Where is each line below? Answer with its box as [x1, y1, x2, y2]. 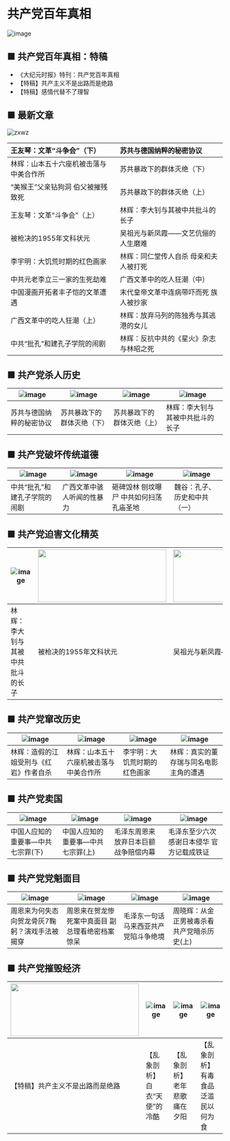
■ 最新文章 [7, 110, 54, 121]
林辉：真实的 [170, 747, 212, 757]
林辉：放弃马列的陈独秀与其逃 [119, 310, 216, 320]
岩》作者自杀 [10, 768, 53, 777]
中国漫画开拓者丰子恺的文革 [10, 287, 101, 297]
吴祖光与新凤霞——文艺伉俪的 [119, 228, 216, 238]
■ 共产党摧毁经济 [7, 962, 81, 974]
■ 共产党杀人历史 [7, 369, 81, 381]
